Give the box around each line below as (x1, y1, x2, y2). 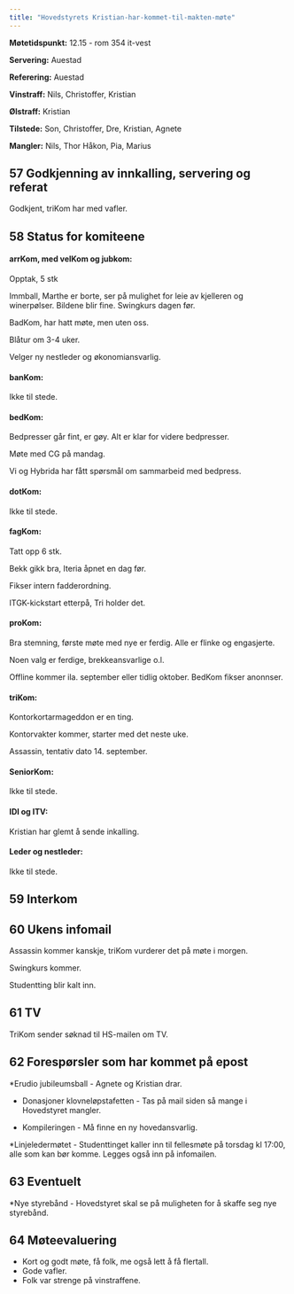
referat (9, 180, 49, 195)
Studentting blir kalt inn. (9, 980, 97, 991)
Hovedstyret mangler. (21, 1104, 102, 1115)
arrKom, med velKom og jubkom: (9, 253, 133, 264)
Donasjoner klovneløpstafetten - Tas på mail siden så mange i (21, 1095, 248, 1106)
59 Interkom (9, 892, 78, 907)
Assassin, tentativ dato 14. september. (9, 746, 148, 757)
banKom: (9, 371, 44, 382)
